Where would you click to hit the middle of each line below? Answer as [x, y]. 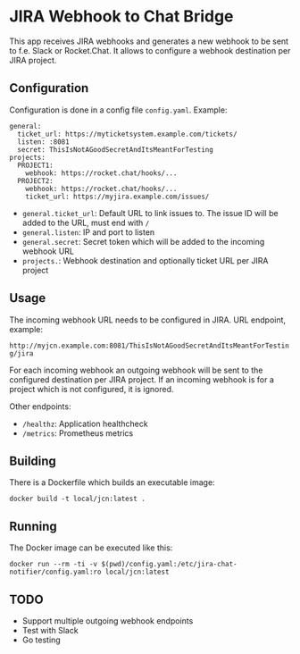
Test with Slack [50, 630]
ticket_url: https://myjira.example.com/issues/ [117, 197]
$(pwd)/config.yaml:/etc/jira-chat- [170, 565]
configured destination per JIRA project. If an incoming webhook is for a [142, 379]
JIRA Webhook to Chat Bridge [121, 17]
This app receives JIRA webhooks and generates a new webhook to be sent [149, 41]
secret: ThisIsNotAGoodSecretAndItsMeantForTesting [116, 149]
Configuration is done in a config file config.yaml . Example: [118, 110]
